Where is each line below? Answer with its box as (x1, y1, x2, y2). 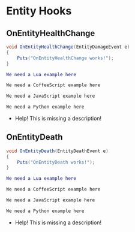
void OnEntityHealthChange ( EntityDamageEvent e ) (6, 44, 130, 50)
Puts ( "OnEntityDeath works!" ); (17, 159, 95, 165)
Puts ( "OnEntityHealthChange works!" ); (17, 55, 114, 61)
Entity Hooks (6, 4, 72, 18)
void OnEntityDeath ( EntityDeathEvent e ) (6, 148, 109, 154)
